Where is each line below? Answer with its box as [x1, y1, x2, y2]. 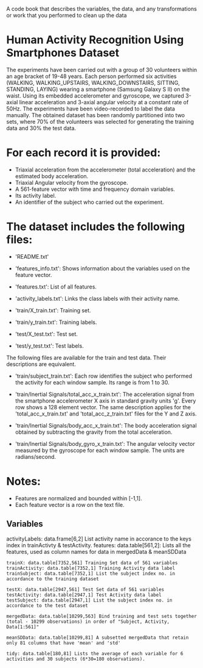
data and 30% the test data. [6, 124, 77, 132]
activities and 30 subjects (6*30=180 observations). [6, 656, 146, 662]
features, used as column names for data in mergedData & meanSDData [6, 548, 187, 555]
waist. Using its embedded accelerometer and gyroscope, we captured [6, 92, 184, 99]
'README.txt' [15, 253, 49, 260]
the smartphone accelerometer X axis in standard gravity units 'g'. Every [15, 397, 196, 404]
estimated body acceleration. [15, 172, 89, 179]
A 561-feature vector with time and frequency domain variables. [15, 185, 175, 193]
